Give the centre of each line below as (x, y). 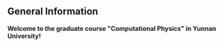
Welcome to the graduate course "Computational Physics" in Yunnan (112, 28)
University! (24, 36)
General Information (53, 12)
